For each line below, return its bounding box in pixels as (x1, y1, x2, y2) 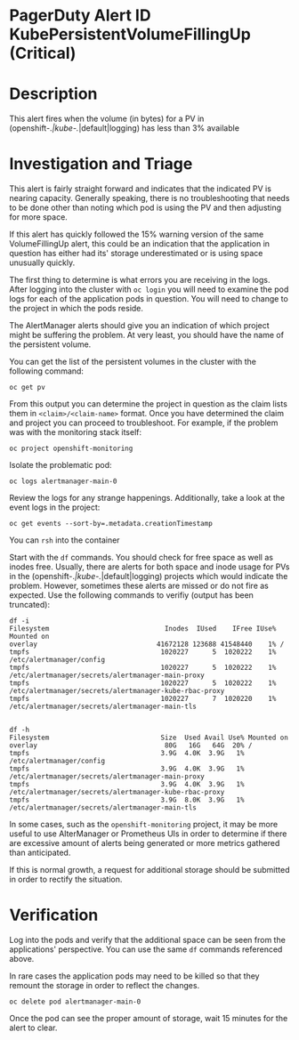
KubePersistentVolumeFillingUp (9, 24, 251, 44)
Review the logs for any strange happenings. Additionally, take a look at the (9, 493, 286, 504)
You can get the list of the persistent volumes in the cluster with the (9, 357, 256, 367)
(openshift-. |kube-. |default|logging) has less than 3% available (9, 123, 240, 133)
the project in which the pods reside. (9, 303, 144, 314)
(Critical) (9, 44, 77, 63)
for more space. (9, 212, 69, 222)
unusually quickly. (9, 257, 76, 268)
